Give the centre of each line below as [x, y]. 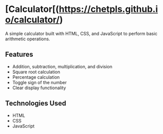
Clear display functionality [39, 88]
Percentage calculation [36, 77]
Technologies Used [36, 103]
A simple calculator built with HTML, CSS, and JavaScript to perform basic [81, 33]
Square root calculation [36, 72]
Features [19, 55]
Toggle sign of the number [40, 82]
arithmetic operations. [28, 39]
